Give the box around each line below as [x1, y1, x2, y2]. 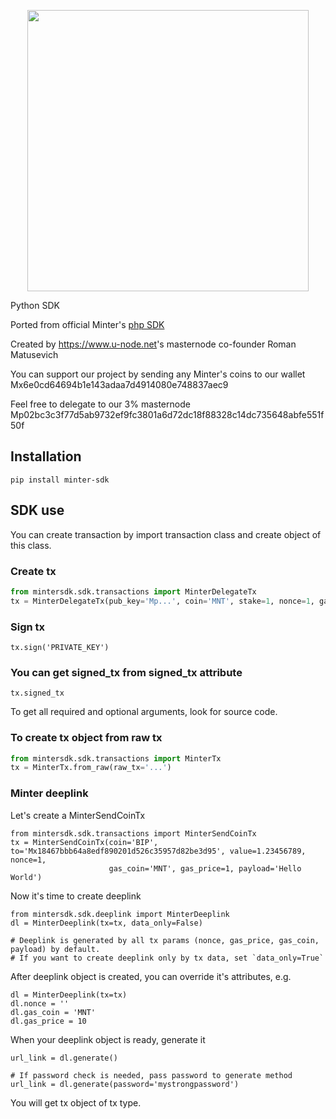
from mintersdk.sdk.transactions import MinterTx [10, 753, 222, 764]
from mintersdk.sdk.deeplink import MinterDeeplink [10, 909, 230, 919]
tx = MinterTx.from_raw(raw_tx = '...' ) [10, 763, 172, 773]
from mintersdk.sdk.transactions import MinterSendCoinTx [10, 828, 257, 839]
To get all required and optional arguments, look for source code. [10, 706, 278, 718]
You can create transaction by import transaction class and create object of [10, 528, 322, 540]
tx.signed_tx [10, 688, 65, 699]
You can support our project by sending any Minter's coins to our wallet [10, 368, 306, 380]
